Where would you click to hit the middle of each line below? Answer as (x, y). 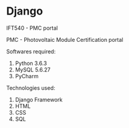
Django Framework (39, 99)
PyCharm (27, 76)
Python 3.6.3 (31, 63)
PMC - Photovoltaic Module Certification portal (65, 39)
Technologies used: (31, 88)
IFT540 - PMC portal (32, 28)
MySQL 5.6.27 (33, 69)
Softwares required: (31, 51)
